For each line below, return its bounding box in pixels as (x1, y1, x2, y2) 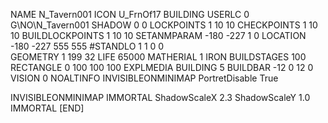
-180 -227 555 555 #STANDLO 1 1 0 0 (10, 40, 165, 52)
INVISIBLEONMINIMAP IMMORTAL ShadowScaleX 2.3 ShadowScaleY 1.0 (10, 92, 311, 103)
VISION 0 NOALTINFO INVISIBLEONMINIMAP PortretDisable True (10, 72, 279, 84)
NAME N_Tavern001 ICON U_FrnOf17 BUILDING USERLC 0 (10, 9, 250, 20)
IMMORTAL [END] (10, 102, 85, 114)
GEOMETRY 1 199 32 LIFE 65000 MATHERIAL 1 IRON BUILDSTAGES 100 (10, 51, 307, 63)
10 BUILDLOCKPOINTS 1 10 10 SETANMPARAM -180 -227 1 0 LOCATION (10, 30, 307, 41)
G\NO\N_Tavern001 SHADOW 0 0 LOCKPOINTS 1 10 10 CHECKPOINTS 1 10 (10, 19, 318, 31)
